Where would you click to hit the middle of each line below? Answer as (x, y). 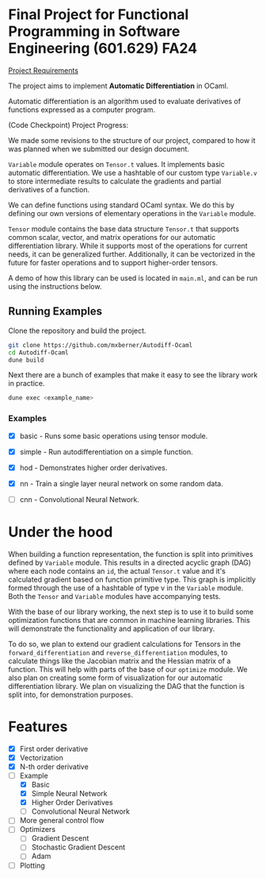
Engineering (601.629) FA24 (103, 48)
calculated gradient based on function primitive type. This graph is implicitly (132, 579)
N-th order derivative (54, 766)
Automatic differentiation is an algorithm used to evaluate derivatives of (125, 101)
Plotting (32, 865)
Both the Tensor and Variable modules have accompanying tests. (115, 596)
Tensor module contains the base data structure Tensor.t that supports (124, 229)
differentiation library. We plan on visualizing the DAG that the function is (127, 686)
